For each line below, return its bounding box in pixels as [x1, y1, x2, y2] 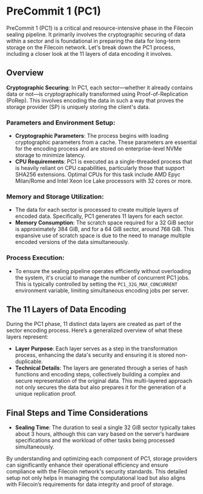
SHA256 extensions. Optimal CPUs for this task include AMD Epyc [15, 171, 181, 178]
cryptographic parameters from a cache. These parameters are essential [15, 138, 197, 146]
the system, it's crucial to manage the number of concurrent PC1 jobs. [15, 274, 190, 281]
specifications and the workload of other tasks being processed [15, 437, 175, 444]
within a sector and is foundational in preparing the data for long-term [6, 37, 181, 44]
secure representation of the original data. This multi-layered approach [15, 377, 193, 385]
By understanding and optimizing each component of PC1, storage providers [6, 455, 198, 462]
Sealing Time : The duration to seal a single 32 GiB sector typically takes [15, 424, 196, 431]
